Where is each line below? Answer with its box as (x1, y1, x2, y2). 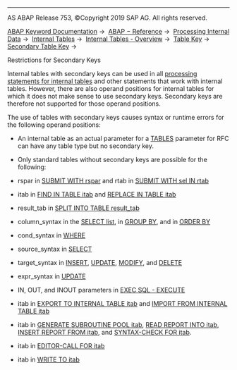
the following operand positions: (7, 121, 101, 129)
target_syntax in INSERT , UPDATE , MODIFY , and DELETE (17, 259, 182, 266)
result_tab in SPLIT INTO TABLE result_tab (17, 204, 140, 212)
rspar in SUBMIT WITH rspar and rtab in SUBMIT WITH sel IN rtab (17, 177, 209, 185)
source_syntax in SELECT (17, 245, 92, 253)
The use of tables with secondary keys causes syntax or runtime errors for (7, 113, 224, 121)
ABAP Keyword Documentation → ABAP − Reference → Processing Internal (7, 27, 230, 35)
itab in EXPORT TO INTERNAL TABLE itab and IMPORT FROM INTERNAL (17, 300, 228, 307)
